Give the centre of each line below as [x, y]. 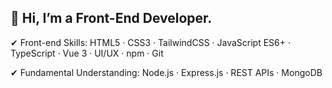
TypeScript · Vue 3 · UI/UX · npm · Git [87, 53]
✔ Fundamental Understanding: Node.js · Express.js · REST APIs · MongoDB [166, 72]
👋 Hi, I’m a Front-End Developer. [111, 18]
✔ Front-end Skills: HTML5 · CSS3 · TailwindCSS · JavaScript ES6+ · [151, 42]
